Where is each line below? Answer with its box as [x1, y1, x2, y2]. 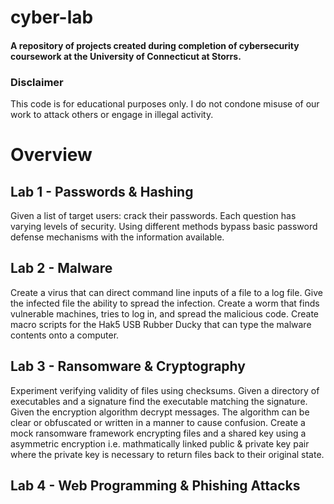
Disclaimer [10, 75, 64, 89]
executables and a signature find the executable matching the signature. [10, 395, 308, 407]
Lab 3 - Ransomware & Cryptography [10, 358, 246, 375]
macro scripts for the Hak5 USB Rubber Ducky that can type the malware [10, 318, 312, 330]
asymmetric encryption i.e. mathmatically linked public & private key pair [10, 437, 310, 450]
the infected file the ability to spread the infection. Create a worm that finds [10, 297, 320, 309]
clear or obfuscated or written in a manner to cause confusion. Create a [10, 416, 306, 428]
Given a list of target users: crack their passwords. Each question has [10, 210, 297, 222]
